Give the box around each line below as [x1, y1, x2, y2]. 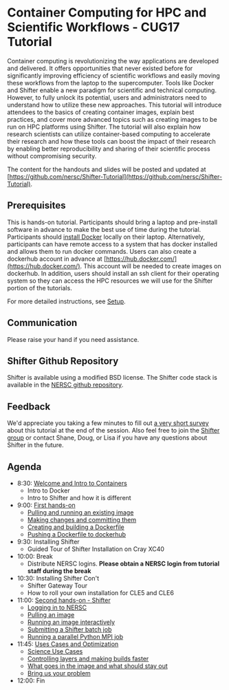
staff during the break [27, 567, 91, 575]
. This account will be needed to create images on [80, 261, 221, 270]
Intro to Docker [27, 486, 70, 495]
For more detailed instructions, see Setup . [7, 297, 126, 305]
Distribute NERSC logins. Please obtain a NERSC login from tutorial [27, 559, 220, 568]
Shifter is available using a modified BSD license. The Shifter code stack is [7, 374, 218, 382]
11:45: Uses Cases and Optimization [17, 640, 119, 648]
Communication [7, 317, 78, 329]
